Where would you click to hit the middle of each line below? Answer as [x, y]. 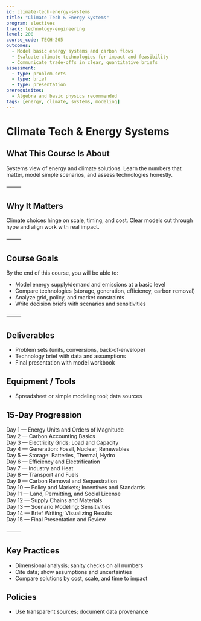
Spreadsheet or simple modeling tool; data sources [78, 396]
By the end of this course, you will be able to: [62, 273]
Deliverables [30, 335]
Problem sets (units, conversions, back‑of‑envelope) [80, 350]
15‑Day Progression [44, 415]
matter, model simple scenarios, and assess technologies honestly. [90, 174]
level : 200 [20, 34]
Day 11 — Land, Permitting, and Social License [63, 494]
